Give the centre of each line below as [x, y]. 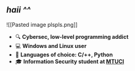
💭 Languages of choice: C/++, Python [64, 55]
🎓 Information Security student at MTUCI [70, 61]
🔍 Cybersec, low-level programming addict [72, 36]
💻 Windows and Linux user [51, 46]
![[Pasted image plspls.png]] [42, 24]
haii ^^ [19, 10]
